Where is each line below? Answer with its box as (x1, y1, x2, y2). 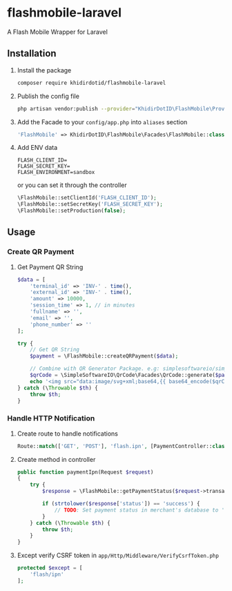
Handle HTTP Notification (7, 414, 95, 423)
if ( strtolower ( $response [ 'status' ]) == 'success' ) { (42, 501, 200, 507)
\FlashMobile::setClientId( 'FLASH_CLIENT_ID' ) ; (17, 195, 157, 202)
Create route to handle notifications (17, 429, 119, 438)
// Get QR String (30, 347, 79, 353)
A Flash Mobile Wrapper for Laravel (7, 28, 108, 36)
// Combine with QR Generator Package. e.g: (30, 365, 160, 372)
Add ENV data (17, 144, 58, 152)
